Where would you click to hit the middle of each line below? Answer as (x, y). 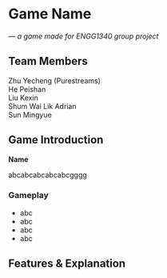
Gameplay (29, 195)
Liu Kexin (23, 98)
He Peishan (27, 89)
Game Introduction (56, 140)
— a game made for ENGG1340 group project (83, 36)
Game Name (50, 14)
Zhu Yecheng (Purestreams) (55, 80)
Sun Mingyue (30, 115)
